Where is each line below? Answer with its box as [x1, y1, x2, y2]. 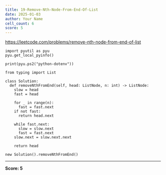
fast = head [14, 92, 39, 97]
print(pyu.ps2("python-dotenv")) [5, 62, 74, 67]
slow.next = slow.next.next [14, 135, 72, 140]
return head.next [18, 113, 54, 118]
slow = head [14, 87, 39, 93]
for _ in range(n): [14, 101, 54, 105]
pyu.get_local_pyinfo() [5, 53, 54, 58]
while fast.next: [14, 122, 50, 127]
